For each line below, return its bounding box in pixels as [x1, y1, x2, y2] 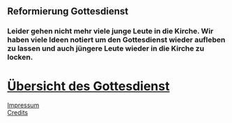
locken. [7, 52, 33, 62]
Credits [7, 108, 29, 117]
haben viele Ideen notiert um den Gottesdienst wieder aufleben [7, 35, 226, 44]
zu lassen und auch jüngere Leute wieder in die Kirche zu [7, 44, 204, 54]
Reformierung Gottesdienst [7, 6, 129, 17]
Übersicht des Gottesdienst [7, 78, 170, 94]
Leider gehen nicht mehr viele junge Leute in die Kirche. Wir [7, 26, 214, 36]
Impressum [7, 101, 40, 110]
